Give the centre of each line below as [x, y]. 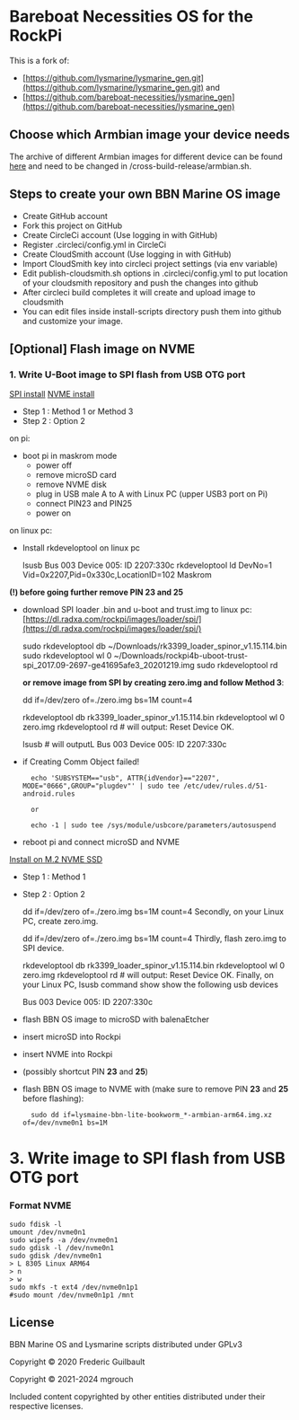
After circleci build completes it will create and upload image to [139, 292]
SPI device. [43, 948]
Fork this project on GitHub [72, 225]
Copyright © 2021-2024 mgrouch [71, 1379]
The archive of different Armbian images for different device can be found [146, 156]
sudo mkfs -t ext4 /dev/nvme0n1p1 [74, 1287]
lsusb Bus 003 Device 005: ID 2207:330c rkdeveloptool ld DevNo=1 [147, 565]
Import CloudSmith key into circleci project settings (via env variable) [150, 263]
